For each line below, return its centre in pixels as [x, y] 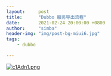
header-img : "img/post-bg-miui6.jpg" [53, 34]
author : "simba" [32, 28]
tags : [13, 39]
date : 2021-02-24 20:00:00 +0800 [56, 23]
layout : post [28, 12]
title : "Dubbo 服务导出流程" [46, 17]
